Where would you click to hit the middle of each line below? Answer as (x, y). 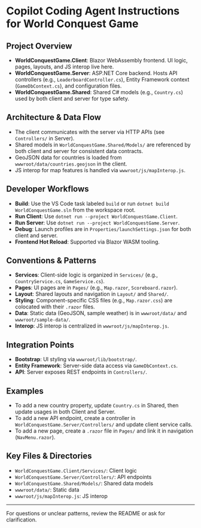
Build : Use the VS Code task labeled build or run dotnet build (92, 203)
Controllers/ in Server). (45, 138)
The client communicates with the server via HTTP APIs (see (90, 132)
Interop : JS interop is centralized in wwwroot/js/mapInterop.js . (92, 326)
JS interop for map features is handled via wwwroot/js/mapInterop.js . (100, 170)
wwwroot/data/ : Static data (47, 490)
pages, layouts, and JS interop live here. (64, 67)
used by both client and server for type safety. (72, 98)
